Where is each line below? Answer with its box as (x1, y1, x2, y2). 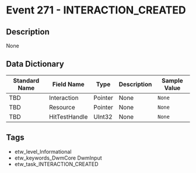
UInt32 (93, 112, 113, 120)
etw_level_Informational (14, 148, 72, 155)
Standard (13, 77, 40, 85)
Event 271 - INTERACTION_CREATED (6, 4, 187, 17)
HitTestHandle (48, 112, 88, 120)
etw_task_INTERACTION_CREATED (14, 160, 99, 167)
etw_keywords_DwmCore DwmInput (14, 154, 102, 161)
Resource (48, 103, 76, 111)
